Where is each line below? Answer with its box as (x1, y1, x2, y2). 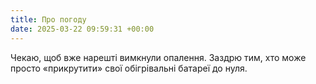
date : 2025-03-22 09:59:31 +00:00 (10, 24, 155, 34)
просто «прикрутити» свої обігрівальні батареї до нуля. (10, 62, 248, 74)
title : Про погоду (10, 14, 87, 25)
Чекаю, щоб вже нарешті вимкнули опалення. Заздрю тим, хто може (10, 51, 307, 63)
